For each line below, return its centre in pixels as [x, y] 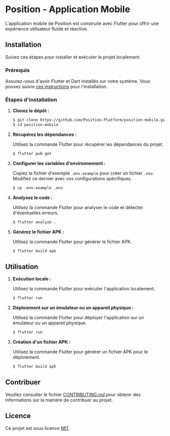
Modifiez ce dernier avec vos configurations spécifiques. [72, 178]
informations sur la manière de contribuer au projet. [59, 400]
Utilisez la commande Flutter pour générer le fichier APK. [72, 242]
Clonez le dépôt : [31, 111]
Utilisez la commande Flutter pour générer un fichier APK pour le [80, 352]
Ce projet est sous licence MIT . [38, 428]
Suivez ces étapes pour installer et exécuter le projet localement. [73, 57]
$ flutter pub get [32, 154]
